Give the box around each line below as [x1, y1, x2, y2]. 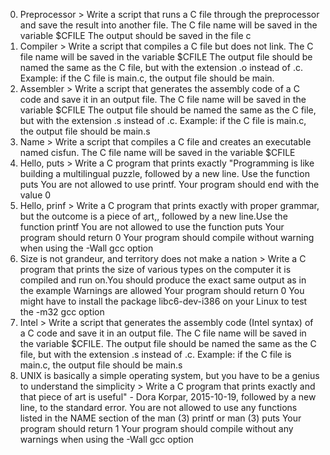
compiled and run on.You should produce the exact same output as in [19, 274, 307, 286]
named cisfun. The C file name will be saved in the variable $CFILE [19, 147, 296, 158]
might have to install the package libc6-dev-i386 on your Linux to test [19, 295, 308, 307]
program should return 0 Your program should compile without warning [19, 232, 315, 243]
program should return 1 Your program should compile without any [19, 423, 294, 434]
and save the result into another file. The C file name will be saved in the [19, 19, 318, 31]
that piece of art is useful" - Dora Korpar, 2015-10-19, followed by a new [19, 391, 317, 403]
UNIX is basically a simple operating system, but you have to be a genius [19, 370, 320, 381]
